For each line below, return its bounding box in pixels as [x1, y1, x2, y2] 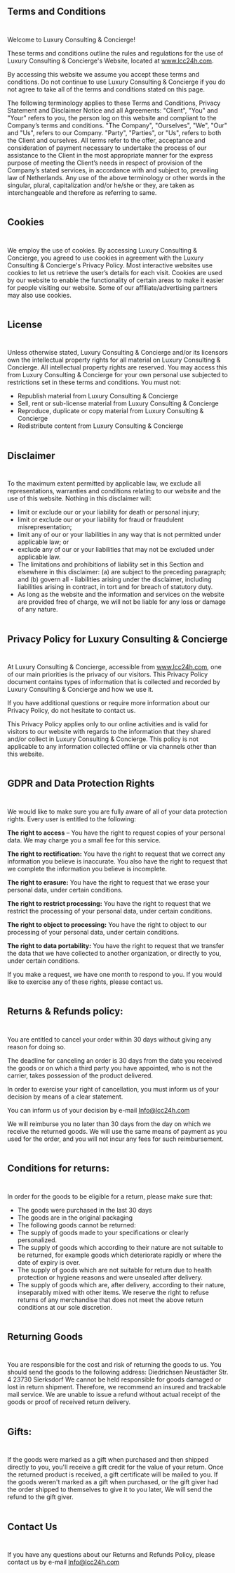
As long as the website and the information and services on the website [17, 590, 224, 599]
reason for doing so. [7, 1042, 66, 1051]
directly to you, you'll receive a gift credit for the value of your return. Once [7, 1463, 224, 1472]
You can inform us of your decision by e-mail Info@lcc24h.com [7, 1106, 190, 1114]
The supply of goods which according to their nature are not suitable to [17, 1243, 224, 1251]
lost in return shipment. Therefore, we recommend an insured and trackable [7, 1383, 227, 1391]
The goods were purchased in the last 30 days [17, 1206, 152, 1214]
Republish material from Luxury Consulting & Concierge [17, 392, 179, 400]
